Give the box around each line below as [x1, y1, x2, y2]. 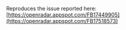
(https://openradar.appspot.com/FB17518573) [6, 18, 118, 24]
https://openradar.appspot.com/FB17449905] [8, 11, 120, 18]
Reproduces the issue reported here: [6, 5, 97, 12]
